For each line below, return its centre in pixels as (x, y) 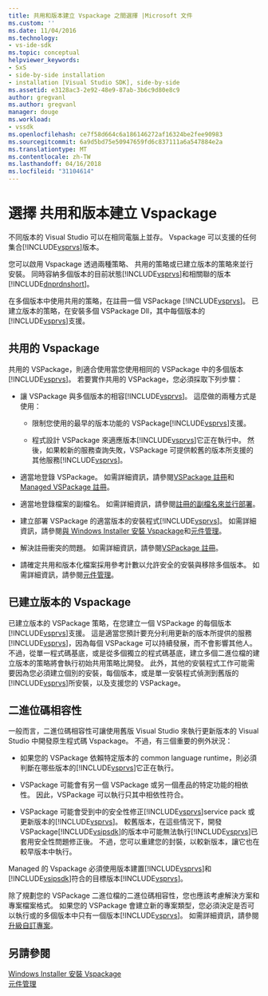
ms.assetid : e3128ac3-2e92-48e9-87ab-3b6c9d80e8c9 (94, 90)
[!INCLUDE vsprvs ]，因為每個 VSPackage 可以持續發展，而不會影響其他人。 (132, 642)
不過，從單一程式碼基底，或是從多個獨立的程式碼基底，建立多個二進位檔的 (130, 653)
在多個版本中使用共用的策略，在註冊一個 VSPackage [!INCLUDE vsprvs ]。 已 (134, 301)
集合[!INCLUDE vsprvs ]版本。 (56, 247)
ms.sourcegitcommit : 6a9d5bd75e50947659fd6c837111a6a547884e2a (116, 142)
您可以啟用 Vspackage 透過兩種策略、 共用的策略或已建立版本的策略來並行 (131, 263)
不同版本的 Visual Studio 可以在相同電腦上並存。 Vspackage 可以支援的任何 (132, 237)
